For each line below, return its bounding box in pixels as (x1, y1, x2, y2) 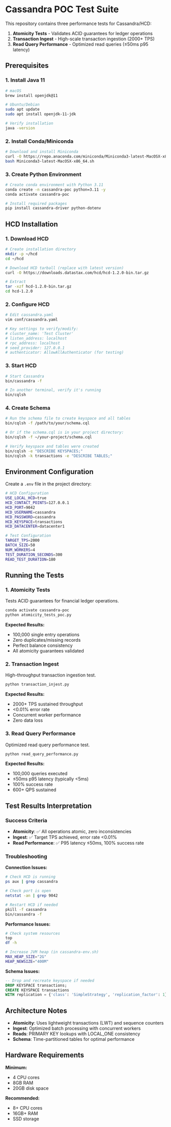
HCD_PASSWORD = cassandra (5, 514, 56, 519)
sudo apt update (5, 107, 40, 112)
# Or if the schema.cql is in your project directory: (5, 430, 124, 435)
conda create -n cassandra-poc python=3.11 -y (5, 187, 106, 192)
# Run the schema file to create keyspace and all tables (5, 416, 131, 421)
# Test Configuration (5, 533, 51, 538)
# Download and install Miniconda (5, 149, 79, 154)
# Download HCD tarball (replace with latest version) (5, 265, 124, 271)
